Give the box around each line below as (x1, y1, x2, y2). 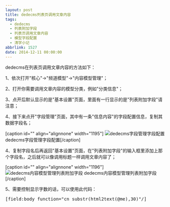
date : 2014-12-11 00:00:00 (5, 49, 62, 55)
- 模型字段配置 (10, 36, 37, 41)
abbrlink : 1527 (5, 45, 37, 50)
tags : (5, 17, 17, 22)
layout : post (5, 7, 33, 13)
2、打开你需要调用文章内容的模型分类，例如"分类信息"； (5, 85, 123, 91)
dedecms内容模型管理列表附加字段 (84, 170, 157, 176)
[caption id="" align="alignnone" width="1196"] (5, 164, 104, 170)
